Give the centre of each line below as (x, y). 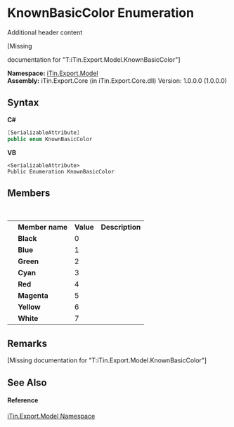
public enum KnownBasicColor (50, 139)
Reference (23, 400)
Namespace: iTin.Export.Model (53, 73)
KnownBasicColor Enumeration (101, 13)
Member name (43, 228)
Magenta (33, 296)
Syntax (23, 103)
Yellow (29, 307)
